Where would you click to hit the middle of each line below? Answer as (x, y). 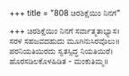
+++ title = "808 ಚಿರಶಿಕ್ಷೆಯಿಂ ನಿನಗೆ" (65, 13)
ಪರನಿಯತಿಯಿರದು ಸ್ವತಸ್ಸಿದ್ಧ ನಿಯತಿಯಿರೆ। (61, 51)
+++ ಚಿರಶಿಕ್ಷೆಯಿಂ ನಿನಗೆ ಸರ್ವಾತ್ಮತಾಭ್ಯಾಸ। (64, 31)
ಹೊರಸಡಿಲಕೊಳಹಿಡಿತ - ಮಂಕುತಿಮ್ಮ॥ (59, 61)
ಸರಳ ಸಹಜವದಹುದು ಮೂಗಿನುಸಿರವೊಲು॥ (65, 41)
